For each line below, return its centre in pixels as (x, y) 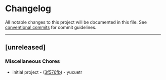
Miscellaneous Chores (33, 61)
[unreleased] (25, 47)
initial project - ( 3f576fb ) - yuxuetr (47, 72)
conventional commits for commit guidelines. (51, 27)
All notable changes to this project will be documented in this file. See (76, 22)
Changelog (28, 9)
